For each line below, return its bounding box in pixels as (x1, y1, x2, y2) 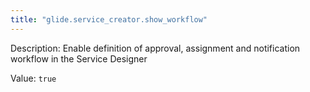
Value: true (10, 72, 57, 84)
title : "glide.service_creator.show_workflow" (10, 14, 208, 25)
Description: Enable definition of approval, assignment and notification (10, 42, 301, 54)
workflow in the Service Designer (10, 52, 148, 65)
